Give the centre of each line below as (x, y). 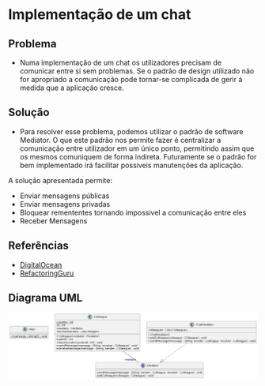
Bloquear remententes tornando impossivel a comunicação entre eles (133, 212)
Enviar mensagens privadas (65, 204)
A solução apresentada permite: (61, 180)
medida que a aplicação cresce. (72, 88)
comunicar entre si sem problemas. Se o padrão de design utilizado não (137, 71)
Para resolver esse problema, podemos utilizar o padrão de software (131, 131)
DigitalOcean (41, 264)
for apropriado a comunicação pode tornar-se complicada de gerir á (131, 79)
